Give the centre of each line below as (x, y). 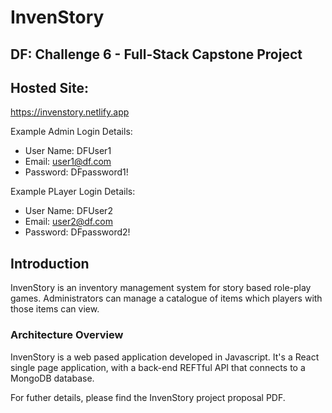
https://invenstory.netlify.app (70, 112)
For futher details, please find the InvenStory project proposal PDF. (148, 397)
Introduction (50, 263)
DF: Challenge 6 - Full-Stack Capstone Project (156, 54)
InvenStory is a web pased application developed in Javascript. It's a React (165, 357)
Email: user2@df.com (68, 222)
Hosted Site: (49, 87)
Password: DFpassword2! (77, 232)
